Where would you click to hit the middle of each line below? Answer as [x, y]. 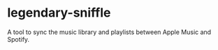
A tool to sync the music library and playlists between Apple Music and [109, 32]
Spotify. [19, 39]
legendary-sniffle [59, 13]
